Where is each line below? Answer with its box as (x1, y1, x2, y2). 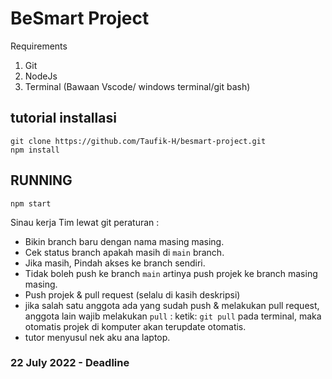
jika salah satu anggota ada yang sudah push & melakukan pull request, (24, 299, 320, 311)
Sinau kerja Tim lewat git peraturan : (10, 216, 160, 228)
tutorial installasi (10, 110, 117, 127)
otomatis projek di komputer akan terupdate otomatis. (24, 320, 247, 332)
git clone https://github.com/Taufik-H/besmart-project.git (10, 136, 267, 146)
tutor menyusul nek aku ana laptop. (24, 331, 171, 343)
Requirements (10, 40, 68, 52)
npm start (10, 198, 52, 209)
